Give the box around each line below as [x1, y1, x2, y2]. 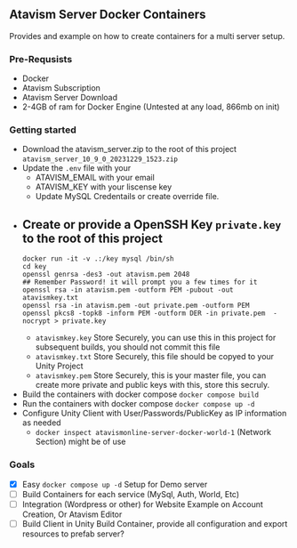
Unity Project [35, 360, 84, 372]
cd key [21, 262, 47, 271]
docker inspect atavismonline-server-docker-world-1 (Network [35, 427, 271, 438]
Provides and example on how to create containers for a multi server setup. [9, 30, 285, 41]
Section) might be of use [35, 436, 126, 447]
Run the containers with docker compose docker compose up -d [21, 399, 255, 409]
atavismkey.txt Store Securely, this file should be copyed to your [35, 351, 274, 362]
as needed [21, 417, 61, 428]
